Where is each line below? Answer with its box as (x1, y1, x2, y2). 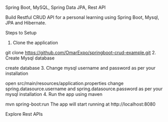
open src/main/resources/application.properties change (5, 80, 124, 86)
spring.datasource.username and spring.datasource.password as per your (5, 86, 163, 92)
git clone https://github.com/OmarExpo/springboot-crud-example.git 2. (5, 50, 157, 55)
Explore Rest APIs (5, 111, 43, 117)
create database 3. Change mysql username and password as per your (5, 65, 156, 71)
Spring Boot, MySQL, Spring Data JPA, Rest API (5, 5, 106, 10)
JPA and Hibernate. (5, 20, 46, 26)
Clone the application (12, 39, 58, 46)
